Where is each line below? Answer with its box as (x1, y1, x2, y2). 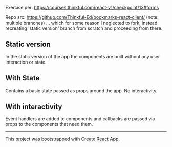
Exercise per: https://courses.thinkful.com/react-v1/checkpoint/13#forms (5, 5, 159, 10)
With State (5, 74, 40, 82)
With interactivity (5, 102, 62, 111)
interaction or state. (5, 59, 47, 65)
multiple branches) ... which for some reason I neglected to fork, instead (5, 20, 158, 26)
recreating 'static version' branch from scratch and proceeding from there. (5, 25, 163, 31)
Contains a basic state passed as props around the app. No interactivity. (5, 87, 158, 94)
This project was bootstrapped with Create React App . (5, 136, 120, 142)
